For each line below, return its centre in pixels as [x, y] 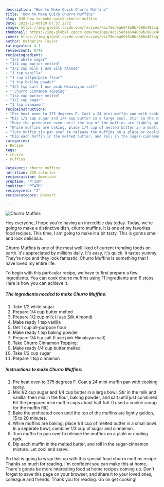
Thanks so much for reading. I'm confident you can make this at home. [76, 464]
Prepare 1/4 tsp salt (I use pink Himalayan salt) [59, 337]
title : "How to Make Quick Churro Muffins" [50, 14]
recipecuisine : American [31, 177]
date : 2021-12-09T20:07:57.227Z [38, 23]
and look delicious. [24, 238]
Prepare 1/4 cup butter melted [43, 312]
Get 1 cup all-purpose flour [39, 327]
